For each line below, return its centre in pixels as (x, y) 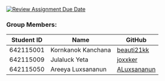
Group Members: (32, 24)
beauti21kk (133, 50)
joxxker (127, 60)
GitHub (136, 40)
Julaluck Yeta (69, 60)
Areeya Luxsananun (79, 70)
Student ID (27, 40)
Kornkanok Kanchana (81, 50)
